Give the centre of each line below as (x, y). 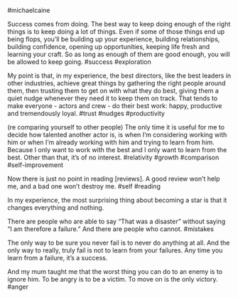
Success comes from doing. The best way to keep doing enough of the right (119, 24)
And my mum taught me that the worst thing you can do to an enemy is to (115, 272)
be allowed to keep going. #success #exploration (79, 62)
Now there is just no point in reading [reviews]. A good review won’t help (114, 179)
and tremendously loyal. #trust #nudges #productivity (86, 113)
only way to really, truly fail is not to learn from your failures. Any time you (115, 250)
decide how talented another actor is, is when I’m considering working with (117, 135)
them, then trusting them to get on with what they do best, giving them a (113, 91)
